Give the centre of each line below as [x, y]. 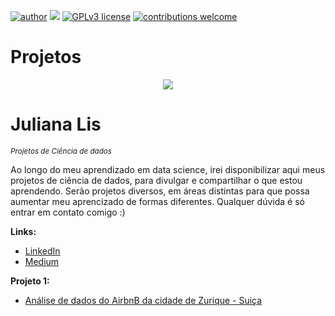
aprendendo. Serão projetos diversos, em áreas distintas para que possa [160, 191]
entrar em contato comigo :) [68, 212]
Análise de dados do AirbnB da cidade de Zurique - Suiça [143, 300]
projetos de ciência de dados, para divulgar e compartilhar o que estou [156, 180]
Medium [42, 261]
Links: [23, 231]
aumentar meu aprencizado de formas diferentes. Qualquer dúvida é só [157, 201]
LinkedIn [42, 251]
